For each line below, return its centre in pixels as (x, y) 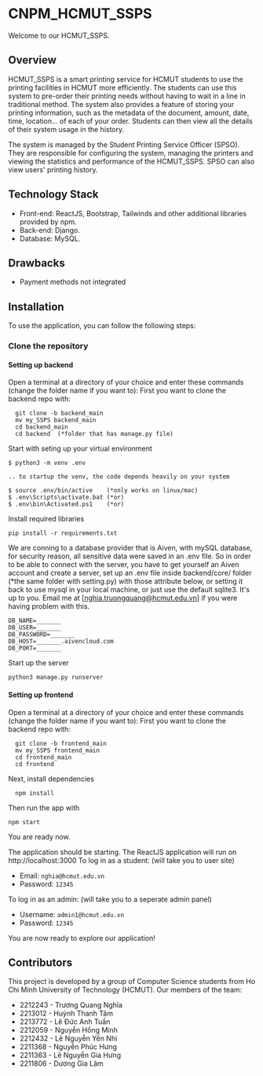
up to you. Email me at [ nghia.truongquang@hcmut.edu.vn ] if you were (123, 598)
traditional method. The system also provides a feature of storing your (121, 104)
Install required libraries (46, 519)
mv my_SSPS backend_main (56, 420)
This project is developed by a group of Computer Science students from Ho (132, 982)
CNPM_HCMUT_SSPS (80, 14)
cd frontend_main (44, 757)
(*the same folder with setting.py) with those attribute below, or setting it (126, 581)
